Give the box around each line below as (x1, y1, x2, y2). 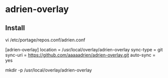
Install (5, 24, 25, 32)
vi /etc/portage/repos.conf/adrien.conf (5, 37, 86, 43)
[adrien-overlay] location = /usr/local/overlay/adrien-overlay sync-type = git (5, 47, 163, 52)
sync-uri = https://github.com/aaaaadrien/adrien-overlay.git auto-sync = (5, 52, 156, 58)
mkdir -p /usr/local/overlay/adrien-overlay (5, 67, 92, 73)
